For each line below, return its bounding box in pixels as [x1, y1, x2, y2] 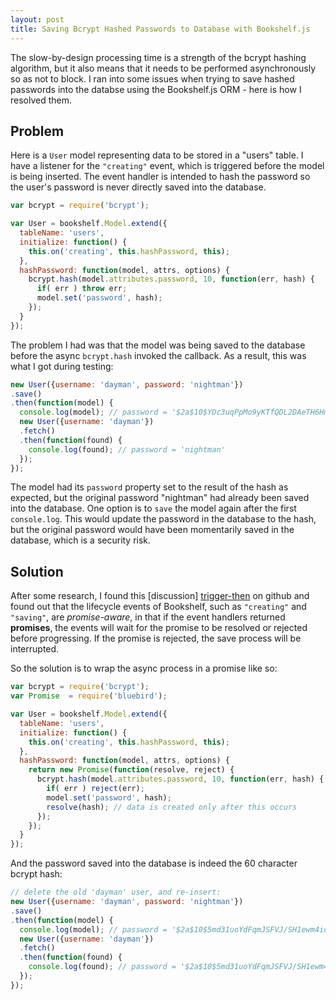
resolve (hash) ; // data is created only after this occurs [46, 802, 298, 812]
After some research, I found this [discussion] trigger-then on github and [10, 590, 310, 602]
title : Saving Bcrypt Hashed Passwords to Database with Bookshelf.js [10, 24, 311, 34]
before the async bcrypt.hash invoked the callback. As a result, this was [10, 349, 307, 361]
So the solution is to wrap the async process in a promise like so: [10, 662, 278, 675]
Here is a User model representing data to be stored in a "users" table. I [10, 149, 304, 161]
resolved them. [10, 94, 73, 106]
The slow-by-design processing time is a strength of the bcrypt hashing [10, 51, 307, 63]
